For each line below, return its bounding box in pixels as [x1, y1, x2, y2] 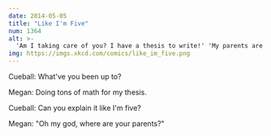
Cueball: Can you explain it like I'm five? [8, 103, 142, 113]
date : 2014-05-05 [8, 11, 67, 20]
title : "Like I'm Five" [8, 19, 89, 28]
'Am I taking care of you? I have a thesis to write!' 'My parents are [15, 42, 264, 50]
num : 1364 [8, 27, 42, 35]
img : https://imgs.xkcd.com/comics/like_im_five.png [8, 49, 191, 57]
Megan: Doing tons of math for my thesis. [8, 87, 148, 97]
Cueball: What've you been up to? [8, 72, 122, 81]
